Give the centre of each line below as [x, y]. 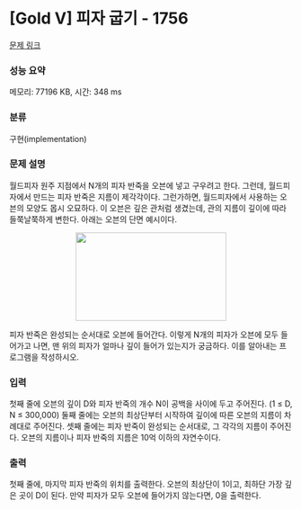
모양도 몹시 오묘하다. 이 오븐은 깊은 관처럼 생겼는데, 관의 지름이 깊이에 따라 [156, 208]
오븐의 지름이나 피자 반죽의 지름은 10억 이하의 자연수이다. [121, 438]
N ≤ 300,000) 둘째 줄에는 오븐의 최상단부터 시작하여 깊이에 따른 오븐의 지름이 [146, 415]
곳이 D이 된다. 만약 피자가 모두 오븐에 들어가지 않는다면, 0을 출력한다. [140, 496]
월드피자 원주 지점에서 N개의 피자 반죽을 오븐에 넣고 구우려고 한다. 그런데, [138, 185]
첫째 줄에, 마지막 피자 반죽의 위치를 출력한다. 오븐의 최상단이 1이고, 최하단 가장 [146, 484]
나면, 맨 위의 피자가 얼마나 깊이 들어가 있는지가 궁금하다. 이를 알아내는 [155, 345]
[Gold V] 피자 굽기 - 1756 [99, 18]
